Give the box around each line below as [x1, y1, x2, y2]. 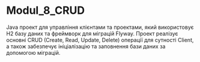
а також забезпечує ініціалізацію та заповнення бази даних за [6, 43, 166, 50]
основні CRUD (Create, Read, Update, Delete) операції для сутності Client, [6, 36, 194, 43]
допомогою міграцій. [6, 49, 61, 56]
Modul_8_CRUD [6, 4, 85, 17]
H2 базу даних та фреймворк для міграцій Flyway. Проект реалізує [6, 29, 178, 37]
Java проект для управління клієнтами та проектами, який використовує [6, 23, 194, 31]
